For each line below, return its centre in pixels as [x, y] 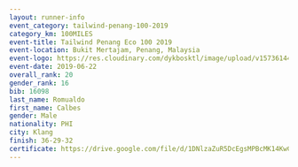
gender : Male [33, 116]
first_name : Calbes [45, 108]
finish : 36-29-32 [41, 140]
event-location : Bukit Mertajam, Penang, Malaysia [105, 50]
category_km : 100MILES [51, 34]
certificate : [33, 148]
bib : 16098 [29, 91]
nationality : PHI [41, 125]
